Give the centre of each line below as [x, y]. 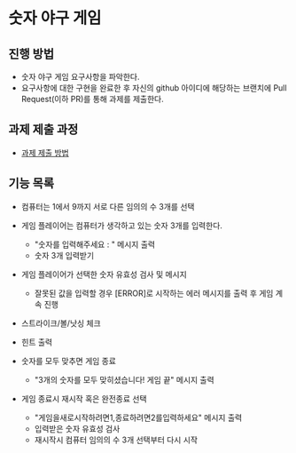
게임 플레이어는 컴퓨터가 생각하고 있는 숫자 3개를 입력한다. [122, 225]
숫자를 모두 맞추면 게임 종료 [69, 361]
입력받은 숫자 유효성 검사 [77, 428]
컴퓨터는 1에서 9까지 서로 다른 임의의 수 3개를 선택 [108, 206]
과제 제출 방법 [45, 153]
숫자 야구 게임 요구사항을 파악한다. [80, 77]
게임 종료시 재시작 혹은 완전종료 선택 [84, 398]
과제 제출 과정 [43, 130]
